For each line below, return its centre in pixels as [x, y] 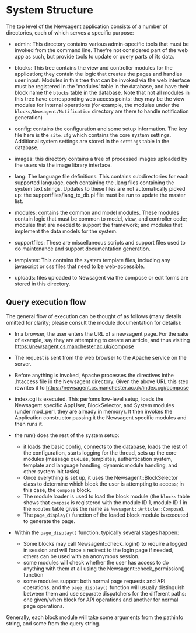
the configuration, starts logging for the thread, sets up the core [100, 453]
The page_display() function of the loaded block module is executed [106, 515]
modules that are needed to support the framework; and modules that [98, 225]
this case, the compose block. [57, 490]
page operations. [44, 606]
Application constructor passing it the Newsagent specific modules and [100, 417]
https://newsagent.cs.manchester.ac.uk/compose [74, 346]
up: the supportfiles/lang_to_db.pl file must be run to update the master [100, 195]
